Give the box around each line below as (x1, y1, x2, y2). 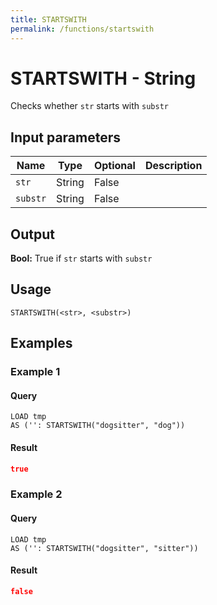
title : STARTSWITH (10, 14, 87, 25)
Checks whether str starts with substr (10, 100, 169, 112)
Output (10, 226, 55, 243)
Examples (10, 335, 73, 352)
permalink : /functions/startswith (10, 24, 155, 34)
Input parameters (10, 129, 122, 146)
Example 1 (10, 365, 61, 379)
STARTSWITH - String (10, 67, 197, 90)
